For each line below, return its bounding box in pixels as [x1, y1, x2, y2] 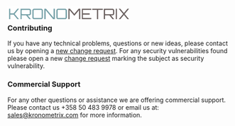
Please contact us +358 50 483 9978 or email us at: [7, 103, 160, 111]
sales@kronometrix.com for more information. [7, 110, 142, 119]
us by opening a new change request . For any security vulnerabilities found [7, 47, 228, 55]
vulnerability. [7, 62, 45, 70]
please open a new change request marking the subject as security [7, 55, 204, 63]
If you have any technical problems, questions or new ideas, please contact [7, 39, 229, 47]
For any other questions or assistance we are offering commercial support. [7, 96, 226, 104]
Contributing [7, 23, 53, 33]
